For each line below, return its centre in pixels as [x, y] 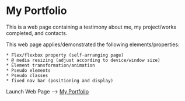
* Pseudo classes [27, 75]
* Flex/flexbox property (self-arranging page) [65, 55]
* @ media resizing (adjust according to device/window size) [83, 60]
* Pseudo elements [28, 70]
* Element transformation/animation [50, 65]
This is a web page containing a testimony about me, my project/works [91, 27]
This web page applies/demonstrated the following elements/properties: [93, 44]
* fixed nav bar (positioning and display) [60, 81]
